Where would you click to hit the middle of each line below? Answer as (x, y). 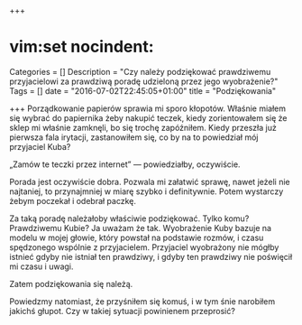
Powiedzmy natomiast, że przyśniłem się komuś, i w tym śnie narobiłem (142, 301)
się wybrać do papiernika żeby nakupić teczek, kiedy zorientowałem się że (148, 117)
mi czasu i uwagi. (41, 266)
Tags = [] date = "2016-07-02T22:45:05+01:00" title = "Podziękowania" (143, 90)
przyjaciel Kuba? (40, 146)
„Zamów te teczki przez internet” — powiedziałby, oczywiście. (125, 164)
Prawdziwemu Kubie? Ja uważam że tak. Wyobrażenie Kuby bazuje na (141, 227)
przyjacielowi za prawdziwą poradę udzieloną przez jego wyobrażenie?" (144, 81)
